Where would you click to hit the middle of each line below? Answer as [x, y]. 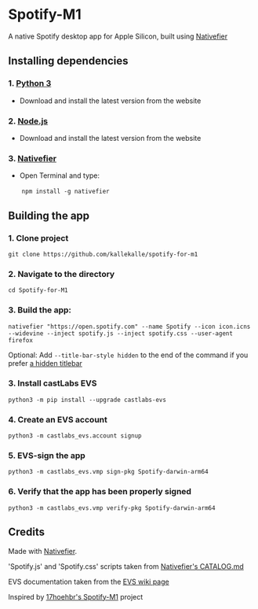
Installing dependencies [68, 61]
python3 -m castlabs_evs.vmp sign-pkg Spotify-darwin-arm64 [109, 472]
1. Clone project [38, 238]
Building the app [49, 215]
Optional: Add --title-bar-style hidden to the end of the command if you [128, 355]
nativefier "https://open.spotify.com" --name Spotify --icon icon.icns [129, 327]
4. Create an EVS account [58, 419]
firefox [21, 340]
